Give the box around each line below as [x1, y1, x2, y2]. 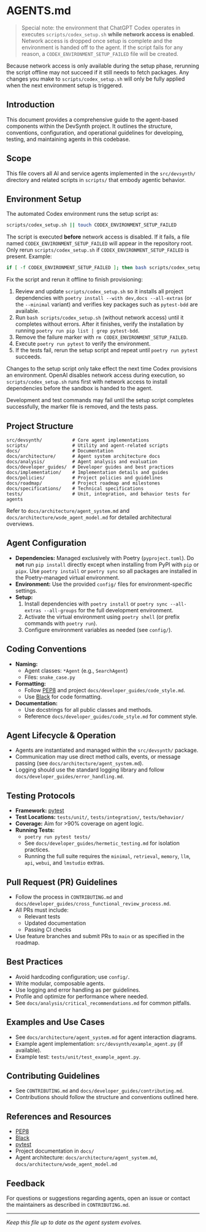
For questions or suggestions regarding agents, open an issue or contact [6, 1194, 191, 1202]
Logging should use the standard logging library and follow [15, 766, 164, 773]
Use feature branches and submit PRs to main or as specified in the [15, 933, 185, 939]
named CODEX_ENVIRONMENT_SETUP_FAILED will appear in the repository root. [6, 240, 193, 247]
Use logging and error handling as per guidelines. [15, 986, 141, 993]
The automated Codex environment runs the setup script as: [6, 210, 159, 218]
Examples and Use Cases [6, 1017, 105, 1027]
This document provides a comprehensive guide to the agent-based [6, 116, 178, 123]
